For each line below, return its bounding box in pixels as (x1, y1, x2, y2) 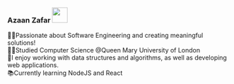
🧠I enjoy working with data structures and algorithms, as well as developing (7, 53, 228, 62)
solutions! (7, 38, 36, 47)
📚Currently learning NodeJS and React (7, 69, 123, 77)
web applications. (7, 61, 59, 69)
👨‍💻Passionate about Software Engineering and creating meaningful (7, 31, 204, 40)
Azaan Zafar (7, 15, 51, 24)
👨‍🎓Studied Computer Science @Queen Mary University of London (7, 46, 201, 55)
